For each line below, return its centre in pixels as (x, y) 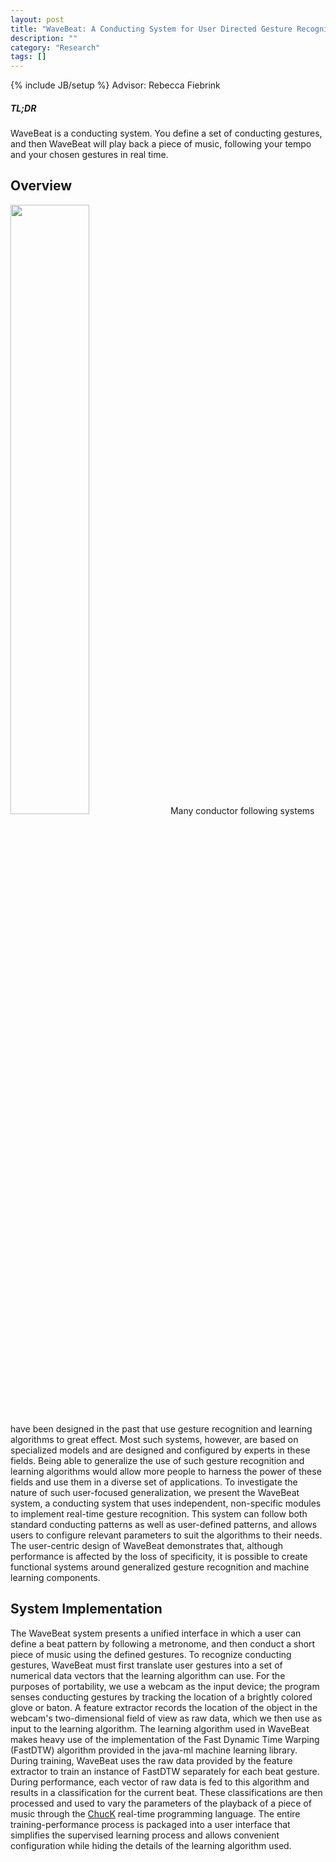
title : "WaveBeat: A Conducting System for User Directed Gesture (151, 29)
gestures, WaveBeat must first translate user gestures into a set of (146, 1665)
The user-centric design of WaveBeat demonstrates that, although (147, 1545)
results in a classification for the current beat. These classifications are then (166, 1792)
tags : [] (28, 57)
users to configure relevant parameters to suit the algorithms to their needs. (166, 1535)
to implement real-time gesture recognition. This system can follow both (159, 1513)
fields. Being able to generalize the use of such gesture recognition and (157, 1460)
